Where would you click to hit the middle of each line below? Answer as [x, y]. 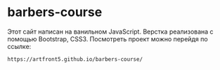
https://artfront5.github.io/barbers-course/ [75, 59]
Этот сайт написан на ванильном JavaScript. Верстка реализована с [110, 31]
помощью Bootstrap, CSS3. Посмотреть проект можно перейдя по [108, 38]
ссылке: [19, 46]
